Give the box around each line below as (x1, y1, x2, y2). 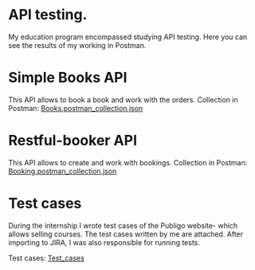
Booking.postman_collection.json (8, 166, 117, 176)
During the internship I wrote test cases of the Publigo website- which (8, 220, 238, 230)
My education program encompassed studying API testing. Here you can (8, 32, 248, 42)
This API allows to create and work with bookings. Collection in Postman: (8, 157, 248, 167)
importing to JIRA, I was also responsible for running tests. (8, 237, 201, 247)
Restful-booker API (8, 132, 138, 149)
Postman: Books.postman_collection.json (8, 103, 143, 113)
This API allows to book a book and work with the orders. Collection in (8, 94, 238, 105)
